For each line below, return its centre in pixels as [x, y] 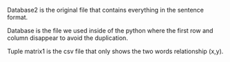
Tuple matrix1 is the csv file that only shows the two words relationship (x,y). [115, 51]
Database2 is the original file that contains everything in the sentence [106, 10]
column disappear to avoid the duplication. [68, 38]
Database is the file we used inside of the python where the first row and [110, 31]
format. [18, 17]
